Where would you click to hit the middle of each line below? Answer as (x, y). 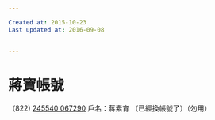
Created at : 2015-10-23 (48, 22)
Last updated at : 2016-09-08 (56, 30)
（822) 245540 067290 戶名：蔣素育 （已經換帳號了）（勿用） (110, 108)
